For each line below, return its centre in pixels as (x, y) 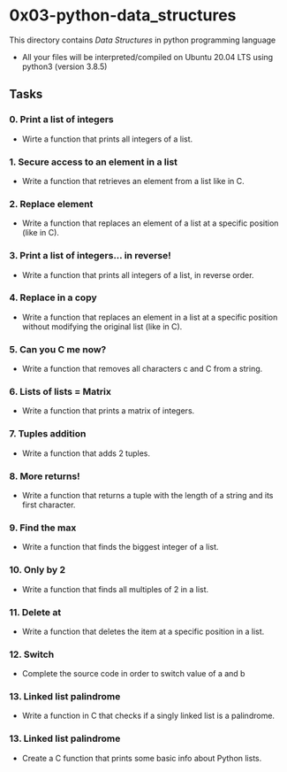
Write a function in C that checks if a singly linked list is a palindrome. (148, 716)
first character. (49, 505)
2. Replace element (51, 204)
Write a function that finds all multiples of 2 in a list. (115, 589)
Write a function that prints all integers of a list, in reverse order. (138, 274)
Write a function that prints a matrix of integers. (108, 411)
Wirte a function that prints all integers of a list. (107, 139)
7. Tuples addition (48, 434)
